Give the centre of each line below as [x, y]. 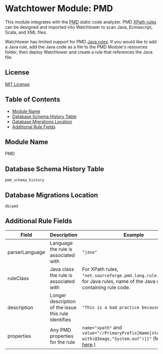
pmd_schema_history [25, 180]
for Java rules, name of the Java [119, 281]
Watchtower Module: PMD [59, 9]
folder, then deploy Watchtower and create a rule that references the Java [79, 52]
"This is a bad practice [111, 307]
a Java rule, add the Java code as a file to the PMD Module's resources [76, 47]
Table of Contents [33, 99]
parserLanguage [26, 252]
